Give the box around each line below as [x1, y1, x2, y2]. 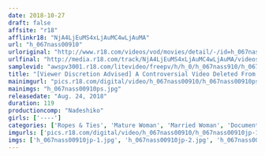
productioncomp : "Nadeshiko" [8, 107, 104, 115]
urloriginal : [8, 48, 51, 56]
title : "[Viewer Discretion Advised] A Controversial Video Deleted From [8, 70, 256, 78]
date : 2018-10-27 [8, 11, 65, 20]
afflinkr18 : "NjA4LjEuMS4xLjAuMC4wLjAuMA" [8, 33, 150, 42]
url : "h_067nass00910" [8, 41, 83, 49]
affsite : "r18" [8, 26, 58, 34]
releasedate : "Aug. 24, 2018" [8, 92, 108, 100]
